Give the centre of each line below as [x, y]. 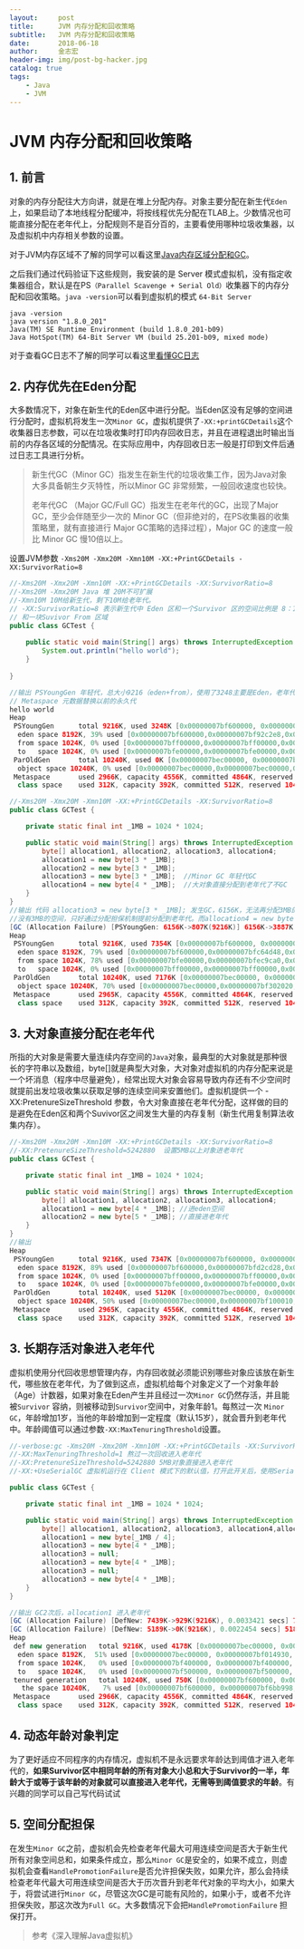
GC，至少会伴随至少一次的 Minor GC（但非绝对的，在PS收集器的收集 [160, 517]
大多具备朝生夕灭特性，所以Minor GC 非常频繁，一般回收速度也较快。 [161, 486]
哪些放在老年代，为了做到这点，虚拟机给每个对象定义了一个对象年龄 [152, 1383]
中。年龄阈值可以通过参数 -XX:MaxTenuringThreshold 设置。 [118, 1429]
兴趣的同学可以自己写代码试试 [65, 1793]
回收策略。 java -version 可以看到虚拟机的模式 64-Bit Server [138, 296]
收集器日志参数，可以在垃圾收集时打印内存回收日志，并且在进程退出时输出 [148, 432]
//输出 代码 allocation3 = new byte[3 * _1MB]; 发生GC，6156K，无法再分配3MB [151, 910]
